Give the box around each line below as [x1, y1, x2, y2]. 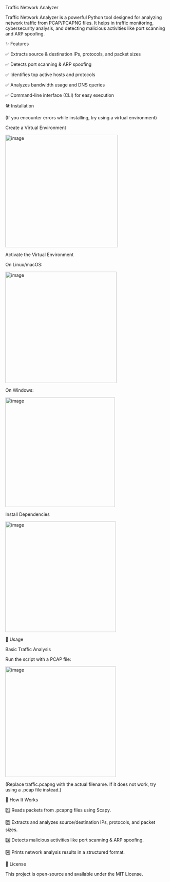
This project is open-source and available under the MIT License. [5, 871, 143, 877]
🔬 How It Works [5, 797, 39, 803]
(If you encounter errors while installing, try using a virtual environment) [5, 115, 158, 120]
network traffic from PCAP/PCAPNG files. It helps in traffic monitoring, [5, 20, 154, 26]
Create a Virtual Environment [5, 124, 67, 131]
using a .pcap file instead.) [5, 787, 62, 793]
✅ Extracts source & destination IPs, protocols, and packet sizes [5, 51, 141, 57]
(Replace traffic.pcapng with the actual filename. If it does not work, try [5, 781, 157, 787]
